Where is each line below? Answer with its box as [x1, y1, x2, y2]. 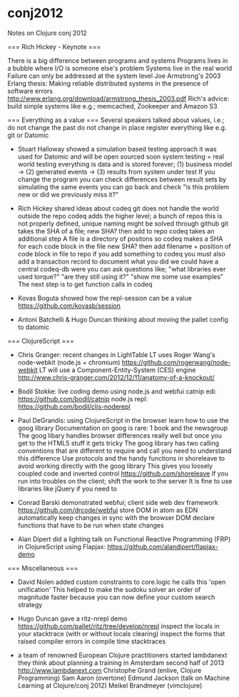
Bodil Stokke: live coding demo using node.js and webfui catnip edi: [17, 387, 217, 396]
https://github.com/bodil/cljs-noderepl [17, 402, 131, 411]
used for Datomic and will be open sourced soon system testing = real [17, 152, 225, 161]
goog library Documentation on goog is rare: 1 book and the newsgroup [17, 423, 228, 432]
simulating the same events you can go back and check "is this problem [17, 182, 230, 191]
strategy [17, 600, 43, 608]
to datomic [17, 323, 50, 331]
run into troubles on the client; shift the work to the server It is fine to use [17, 476, 233, 485]
